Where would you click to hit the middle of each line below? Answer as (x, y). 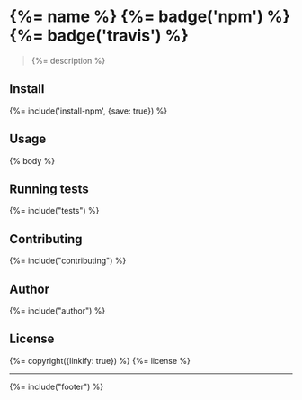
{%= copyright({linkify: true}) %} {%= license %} (100, 360)
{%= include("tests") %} (54, 211)
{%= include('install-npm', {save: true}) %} (89, 111)
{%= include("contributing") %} (68, 261)
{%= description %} (68, 60)
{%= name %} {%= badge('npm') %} (150, 17)
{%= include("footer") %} (57, 386)
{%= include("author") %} (58, 311)
